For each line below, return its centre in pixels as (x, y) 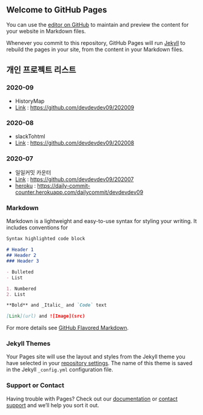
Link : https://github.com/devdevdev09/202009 (75, 107)
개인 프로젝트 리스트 (41, 70)
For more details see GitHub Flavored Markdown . (68, 328)
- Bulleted (20, 272)
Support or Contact (35, 385)
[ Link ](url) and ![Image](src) (46, 316)
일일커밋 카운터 (33, 173)
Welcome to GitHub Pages (57, 10)
